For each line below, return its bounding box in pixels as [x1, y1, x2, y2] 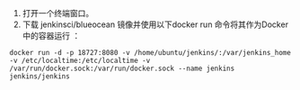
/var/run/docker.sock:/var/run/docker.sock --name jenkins [9, 64, 235, 73]
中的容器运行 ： [22, 31, 81, 40]
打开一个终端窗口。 [22, 8, 94, 18]
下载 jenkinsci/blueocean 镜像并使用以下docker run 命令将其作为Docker [22, 19, 289, 30]
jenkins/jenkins [9, 72, 70, 81]
